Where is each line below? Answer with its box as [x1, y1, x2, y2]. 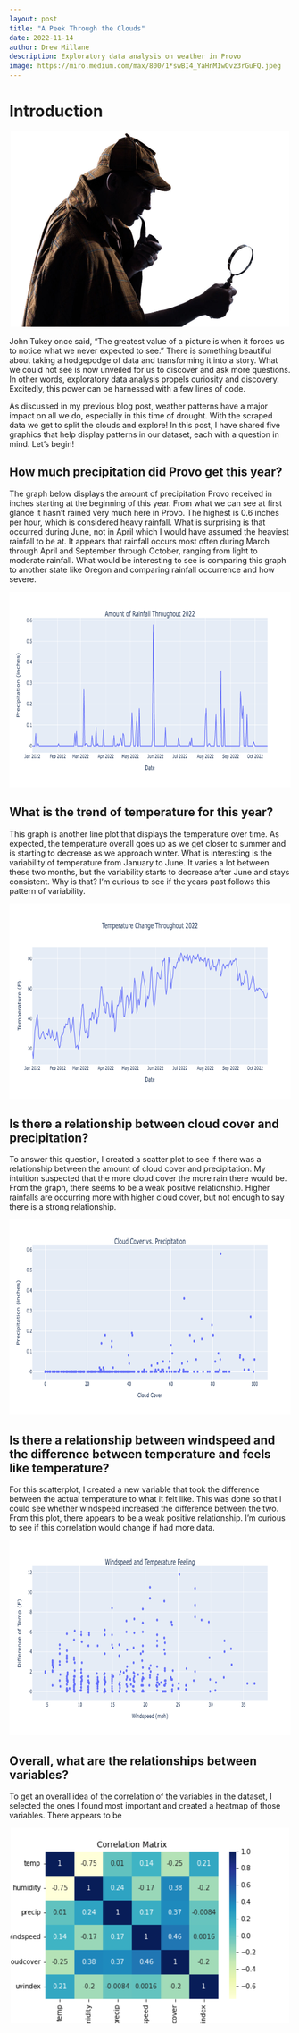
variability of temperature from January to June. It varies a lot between [9, 856, 270, 867]
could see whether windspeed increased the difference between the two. [9, 1503, 279, 1514]
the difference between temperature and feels [9, 1447, 271, 1462]
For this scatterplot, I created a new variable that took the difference [9, 1484, 260, 1495]
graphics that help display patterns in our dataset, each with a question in [9, 429, 279, 440]
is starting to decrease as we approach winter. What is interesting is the [9, 848, 272, 858]
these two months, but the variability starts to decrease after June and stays [9, 866, 290, 877]
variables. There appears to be [9, 1810, 122, 1820]
